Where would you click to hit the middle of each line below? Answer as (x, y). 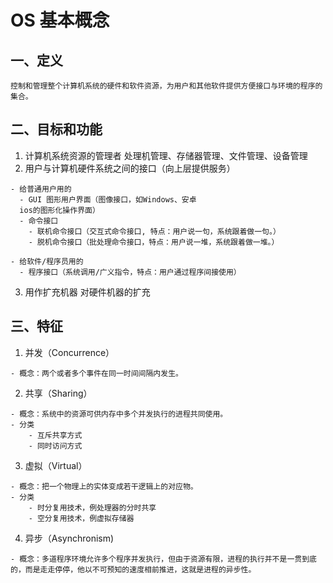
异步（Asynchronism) (69, 538)
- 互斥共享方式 (55, 435)
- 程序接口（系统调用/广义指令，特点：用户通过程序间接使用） (130, 272)
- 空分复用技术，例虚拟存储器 (81, 518)
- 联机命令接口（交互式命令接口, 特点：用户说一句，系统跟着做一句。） (154, 231)
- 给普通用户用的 (41, 189)
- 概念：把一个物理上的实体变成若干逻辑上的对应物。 (104, 486)
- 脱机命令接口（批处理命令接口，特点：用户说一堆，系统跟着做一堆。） (154, 242)
